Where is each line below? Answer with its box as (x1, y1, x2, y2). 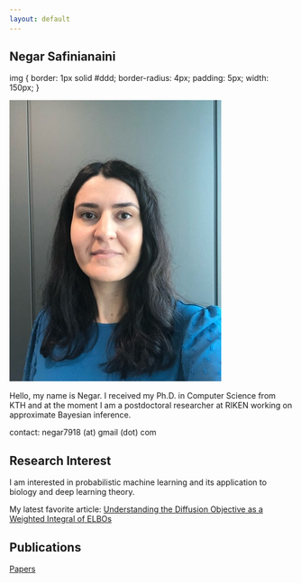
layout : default (9, 14, 70, 23)
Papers (9, 563, 36, 575)
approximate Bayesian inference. (9, 409, 132, 420)
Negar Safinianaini (9, 49, 116, 65)
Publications (9, 540, 82, 555)
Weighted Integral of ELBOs (9, 514, 113, 525)
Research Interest (9, 453, 112, 468)
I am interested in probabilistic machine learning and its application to (9, 477, 268, 488)
